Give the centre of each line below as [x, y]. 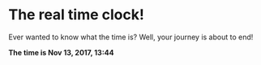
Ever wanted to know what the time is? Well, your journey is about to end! [131, 37]
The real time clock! [76, 15]
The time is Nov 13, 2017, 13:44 [62, 52]
